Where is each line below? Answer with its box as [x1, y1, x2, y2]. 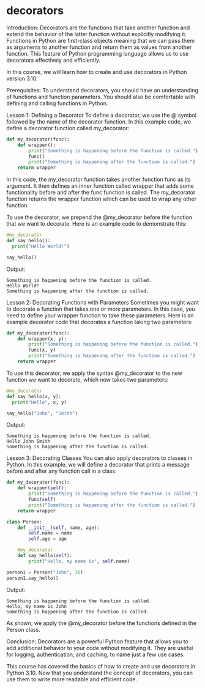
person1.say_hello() [6, 575, 59, 581]
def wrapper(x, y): [17, 336, 67, 342]
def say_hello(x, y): [6, 393, 62, 399]
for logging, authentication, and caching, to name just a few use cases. [6, 651, 185, 658]
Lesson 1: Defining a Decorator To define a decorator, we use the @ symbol [6, 111, 197, 119]
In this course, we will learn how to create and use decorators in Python [6, 68, 187, 75]
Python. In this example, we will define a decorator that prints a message [6, 461, 190, 468]
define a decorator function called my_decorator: [6, 124, 130, 131]
